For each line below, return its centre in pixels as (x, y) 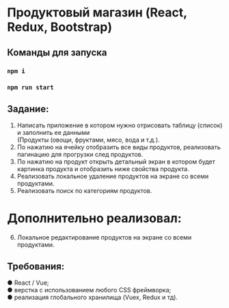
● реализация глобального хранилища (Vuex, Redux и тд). (92, 297)
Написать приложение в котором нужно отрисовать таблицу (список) (120, 125)
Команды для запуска (57, 52)
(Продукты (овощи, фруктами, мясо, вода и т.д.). (88, 140)
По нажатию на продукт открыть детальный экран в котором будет (116, 162)
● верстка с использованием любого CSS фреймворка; (89, 290)
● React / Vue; (28, 283)
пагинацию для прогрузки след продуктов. (80, 155)
